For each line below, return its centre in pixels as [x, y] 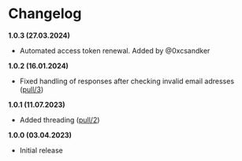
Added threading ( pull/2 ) [60, 119]
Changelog [45, 14]
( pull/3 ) [32, 89]
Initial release [41, 150]
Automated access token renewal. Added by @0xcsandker [115, 50]
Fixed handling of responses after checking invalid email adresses [127, 81]
